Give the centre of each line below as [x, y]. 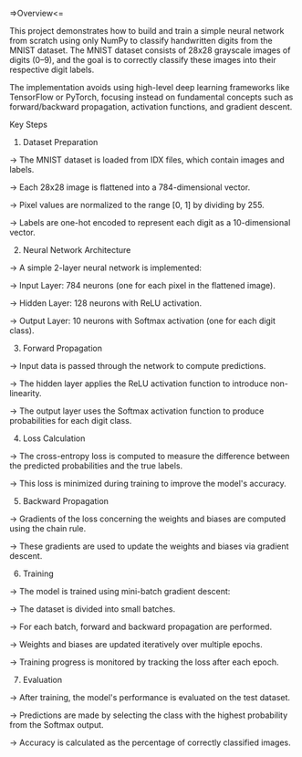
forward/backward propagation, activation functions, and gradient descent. [151, 107]
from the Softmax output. [57, 725]
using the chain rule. [48, 528]
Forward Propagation [62, 348]
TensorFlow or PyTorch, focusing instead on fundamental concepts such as [151, 97]
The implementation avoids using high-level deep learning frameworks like [150, 87]
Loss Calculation [54, 438]
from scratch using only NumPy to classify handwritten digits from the [141, 41]
